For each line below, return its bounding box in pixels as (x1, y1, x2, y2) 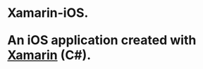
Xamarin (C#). (7, 47, 92, 63)
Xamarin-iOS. (7, 5, 89, 21)
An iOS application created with (7, 32, 197, 49)
